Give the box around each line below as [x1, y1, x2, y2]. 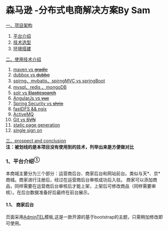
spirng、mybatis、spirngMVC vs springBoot [13, 78, 105, 84]
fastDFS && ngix [13, 105, 47, 111]
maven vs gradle [13, 66, 48, 72]
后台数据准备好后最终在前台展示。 [21, 189, 92, 195]
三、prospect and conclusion [6, 137, 67, 144]
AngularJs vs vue [13, 95, 49, 101]
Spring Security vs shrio [13, 100, 64, 106]
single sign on [13, 127, 42, 133]
